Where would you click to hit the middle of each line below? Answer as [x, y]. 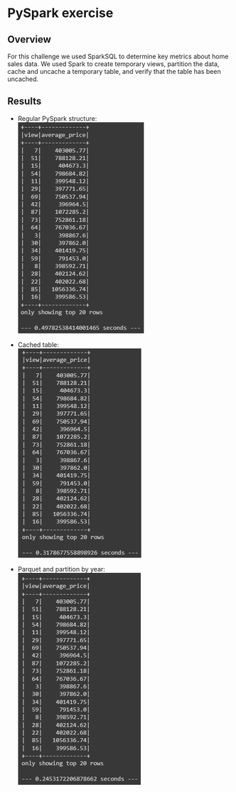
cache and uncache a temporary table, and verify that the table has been [114, 71]
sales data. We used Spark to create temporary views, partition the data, [113, 64]
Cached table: [38, 344]
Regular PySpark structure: [57, 118]
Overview [29, 39]
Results [25, 101]
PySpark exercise [60, 13]
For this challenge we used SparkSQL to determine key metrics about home [118, 56]
